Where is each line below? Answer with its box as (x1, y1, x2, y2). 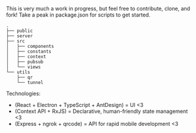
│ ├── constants (6, 48, 52, 54)
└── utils (6, 69, 31, 75)
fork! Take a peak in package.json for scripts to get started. (6, 11, 151, 18)
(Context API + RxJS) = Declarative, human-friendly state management (14, 108, 188, 115)
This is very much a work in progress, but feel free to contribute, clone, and (6, 5, 191, 12)
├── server (6, 33, 33, 39)
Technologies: (6, 90, 41, 97)
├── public (6, 28, 33, 34)
